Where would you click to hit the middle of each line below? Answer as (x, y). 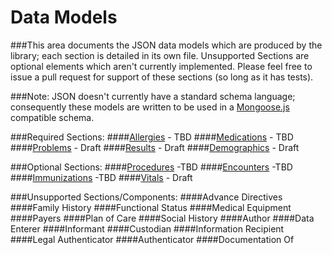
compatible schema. (52, 117)
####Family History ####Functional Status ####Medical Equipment (151, 207)
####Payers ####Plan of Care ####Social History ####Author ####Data (162, 218)
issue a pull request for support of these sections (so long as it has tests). (162, 77)
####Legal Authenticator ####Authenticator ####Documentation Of (152, 239)
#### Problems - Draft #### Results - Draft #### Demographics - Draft (155, 147)
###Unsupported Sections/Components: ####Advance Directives (146, 197)
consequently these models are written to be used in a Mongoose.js (150, 107)
